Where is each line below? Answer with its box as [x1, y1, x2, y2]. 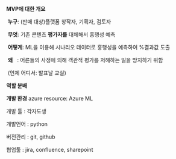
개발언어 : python [6, 120, 48, 128]
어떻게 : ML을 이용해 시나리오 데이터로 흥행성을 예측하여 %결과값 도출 [7, 44, 171, 51]
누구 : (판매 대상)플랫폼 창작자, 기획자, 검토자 [7, 18, 112, 25]
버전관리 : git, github [6, 133, 55, 140]
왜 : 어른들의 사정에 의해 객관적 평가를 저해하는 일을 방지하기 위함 [7, 57, 163, 63]
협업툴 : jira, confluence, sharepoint [6, 146, 93, 153]
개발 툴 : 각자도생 [6, 108, 47, 114]
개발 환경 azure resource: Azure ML [6, 95, 93, 102]
